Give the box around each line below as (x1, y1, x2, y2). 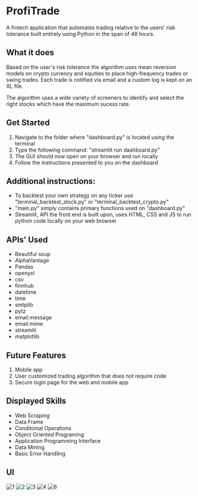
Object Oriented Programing (14, 431, 84, 438)
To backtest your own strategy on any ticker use (14, 192, 134, 199)
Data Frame (14, 418, 43, 425)
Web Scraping (14, 412, 50, 419)
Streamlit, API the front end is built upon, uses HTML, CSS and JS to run (14, 211, 191, 218)
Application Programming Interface (14, 437, 101, 444)
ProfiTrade (6, 4, 60, 18)
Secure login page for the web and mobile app (14, 379, 129, 386)
